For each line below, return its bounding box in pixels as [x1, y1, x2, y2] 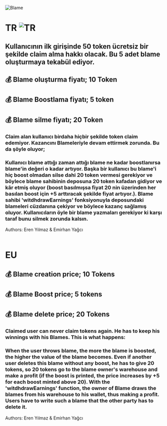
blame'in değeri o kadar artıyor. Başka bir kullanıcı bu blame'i [5, 165, 156, 172]
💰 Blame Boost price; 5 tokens [5, 290, 102, 298]
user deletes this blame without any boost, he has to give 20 [5, 360, 154, 367]
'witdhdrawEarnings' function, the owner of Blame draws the [5, 385, 156, 392]
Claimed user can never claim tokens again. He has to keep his [5, 327, 160, 334]
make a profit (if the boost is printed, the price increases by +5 [5, 372, 160, 379]
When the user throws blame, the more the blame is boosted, [5, 347, 156, 354]
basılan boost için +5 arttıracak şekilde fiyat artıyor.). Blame [5, 190, 153, 197]
